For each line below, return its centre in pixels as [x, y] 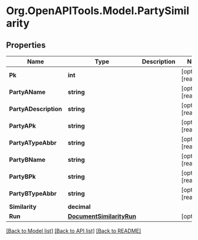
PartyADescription [36, 109]
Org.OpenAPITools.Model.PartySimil [98, 11]
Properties [26, 45]
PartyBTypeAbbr [33, 194]
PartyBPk [23, 176]
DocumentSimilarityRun [102, 216]
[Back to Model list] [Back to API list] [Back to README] [74, 231]
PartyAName [27, 92]
